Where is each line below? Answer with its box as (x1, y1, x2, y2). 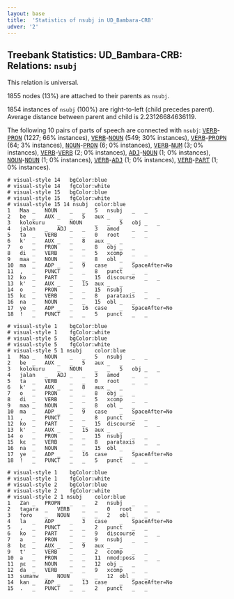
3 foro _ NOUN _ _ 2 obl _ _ (7, 512, 148, 519)
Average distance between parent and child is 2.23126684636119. (7, 113, 197, 121)
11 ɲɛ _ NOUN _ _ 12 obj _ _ (7, 561, 136, 568)
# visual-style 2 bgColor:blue (7, 481, 108, 488)
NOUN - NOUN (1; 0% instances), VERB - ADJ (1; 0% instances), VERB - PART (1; (7, 156, 218, 164)
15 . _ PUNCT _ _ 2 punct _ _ (7, 585, 148, 592)
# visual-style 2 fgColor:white (7, 488, 111, 495)
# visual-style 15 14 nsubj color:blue (7, 201, 127, 208)
